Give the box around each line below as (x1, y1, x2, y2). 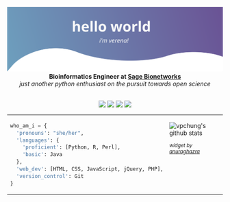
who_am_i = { (10, 122, 47, 129)
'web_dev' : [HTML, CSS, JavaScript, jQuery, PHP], (16, 166, 164, 173)
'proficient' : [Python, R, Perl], (22, 144, 121, 151)
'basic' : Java (22, 151, 63, 158)
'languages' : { (16, 137, 60, 144)
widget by (168, 142, 193, 149)
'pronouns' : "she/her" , (16, 129, 84, 136)
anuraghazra (168, 148, 201, 155)
